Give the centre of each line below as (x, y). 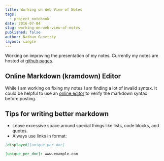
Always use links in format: (39, 136)
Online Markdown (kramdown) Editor (63, 76)
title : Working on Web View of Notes (44, 10)
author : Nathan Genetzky (31, 37)
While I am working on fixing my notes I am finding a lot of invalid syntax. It (81, 88)
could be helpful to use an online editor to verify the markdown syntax (76, 93)
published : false (23, 32)
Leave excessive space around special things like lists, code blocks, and (85, 126)
